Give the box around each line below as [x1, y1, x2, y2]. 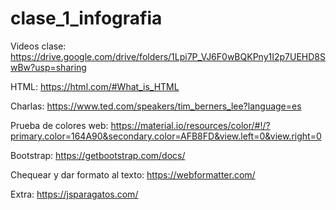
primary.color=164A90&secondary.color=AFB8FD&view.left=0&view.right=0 [10, 130, 322, 142]
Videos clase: [10, 40, 67, 52]
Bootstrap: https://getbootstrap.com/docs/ [10, 149, 186, 161]
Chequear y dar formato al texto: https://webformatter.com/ [10, 168, 256, 181]
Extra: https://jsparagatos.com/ [10, 188, 139, 200]
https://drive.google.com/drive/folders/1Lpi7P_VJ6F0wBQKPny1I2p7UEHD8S [10, 50, 326, 62]
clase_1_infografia [10, 7, 163, 30]
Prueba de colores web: [10, 119, 109, 131]
